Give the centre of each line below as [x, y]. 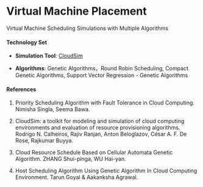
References [21, 89]
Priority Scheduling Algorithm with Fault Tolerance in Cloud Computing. [105, 103]
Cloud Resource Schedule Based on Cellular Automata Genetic [94, 152]
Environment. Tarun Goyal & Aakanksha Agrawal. [77, 177]
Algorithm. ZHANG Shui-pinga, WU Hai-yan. [70, 159]
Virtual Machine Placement [77, 11]
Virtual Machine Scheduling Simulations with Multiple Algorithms [87, 28]
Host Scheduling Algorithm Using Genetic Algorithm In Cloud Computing [106, 171]
